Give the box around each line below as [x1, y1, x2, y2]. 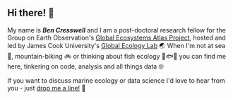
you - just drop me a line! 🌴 [7, 83, 86, 92]
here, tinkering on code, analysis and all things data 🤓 [7, 62, 164, 71]
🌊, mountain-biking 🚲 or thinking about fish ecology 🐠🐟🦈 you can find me [7, 52, 227, 60]
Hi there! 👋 [7, 7, 55, 19]
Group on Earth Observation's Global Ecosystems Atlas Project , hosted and [7, 33, 226, 42]
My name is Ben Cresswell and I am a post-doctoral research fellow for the [7, 25, 226, 34]
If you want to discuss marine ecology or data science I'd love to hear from [7, 76, 225, 85]
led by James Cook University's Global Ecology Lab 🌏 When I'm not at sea [7, 41, 226, 49]
